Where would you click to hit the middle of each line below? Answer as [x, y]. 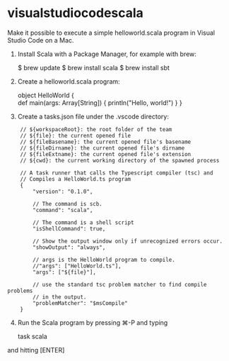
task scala [32, 336]
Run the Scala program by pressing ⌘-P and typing [93, 322]
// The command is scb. [67, 204]
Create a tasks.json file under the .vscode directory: [93, 116]
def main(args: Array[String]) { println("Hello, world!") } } [100, 102]
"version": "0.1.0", [63, 191]
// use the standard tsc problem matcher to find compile [120, 284]
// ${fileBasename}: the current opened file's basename [106, 142]
